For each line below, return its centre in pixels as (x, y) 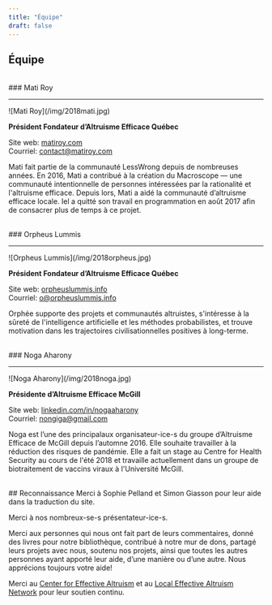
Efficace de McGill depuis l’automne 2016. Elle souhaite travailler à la (123, 443)
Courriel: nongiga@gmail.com (58, 419)
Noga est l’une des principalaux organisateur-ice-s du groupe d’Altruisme (131, 434)
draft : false (30, 26)
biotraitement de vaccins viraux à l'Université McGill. (96, 469)
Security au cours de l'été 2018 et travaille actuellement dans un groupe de (134, 460)
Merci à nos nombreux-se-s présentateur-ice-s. (88, 518)
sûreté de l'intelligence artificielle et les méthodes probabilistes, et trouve (131, 322)
